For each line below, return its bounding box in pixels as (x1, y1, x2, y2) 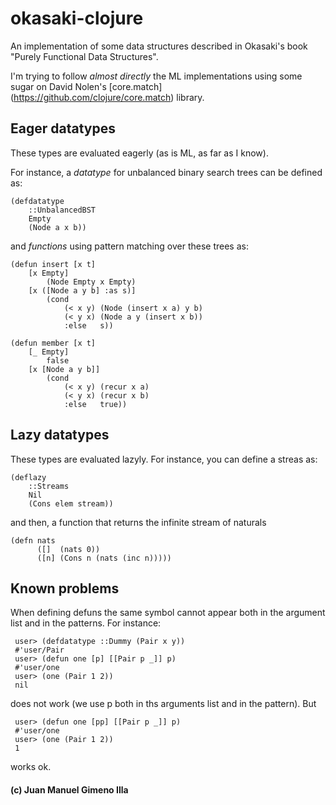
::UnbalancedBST (28, 205, 97, 215)
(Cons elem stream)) (28, 498, 114, 509)
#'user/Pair (14, 645, 65, 656)
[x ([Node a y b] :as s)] (28, 285, 137, 296)
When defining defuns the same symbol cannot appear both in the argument (10, 607, 326, 619)
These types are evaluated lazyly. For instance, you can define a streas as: (10, 453, 318, 465)
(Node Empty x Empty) (46, 277, 137, 287)
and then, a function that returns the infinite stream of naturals (10, 516, 267, 528)
